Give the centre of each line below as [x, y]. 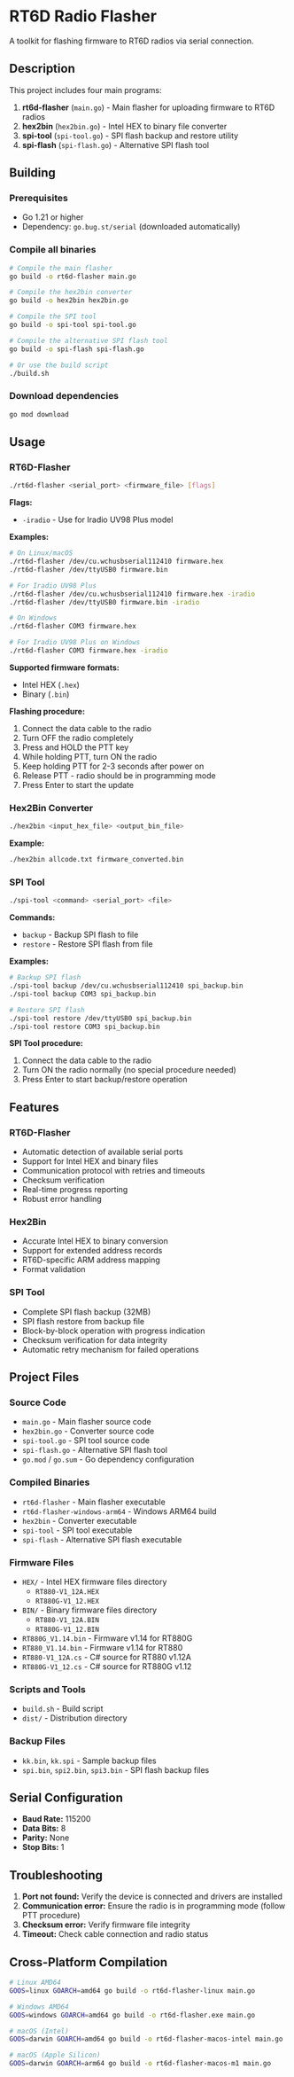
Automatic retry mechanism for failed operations [110, 1349]
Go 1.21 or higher [53, 217]
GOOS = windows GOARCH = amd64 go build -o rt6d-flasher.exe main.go [132, 2015]
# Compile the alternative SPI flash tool [89, 340]
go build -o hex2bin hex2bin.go [69, 301]
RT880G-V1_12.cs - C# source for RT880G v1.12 [107, 1667]
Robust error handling [62, 1199]
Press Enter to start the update [78, 785]
